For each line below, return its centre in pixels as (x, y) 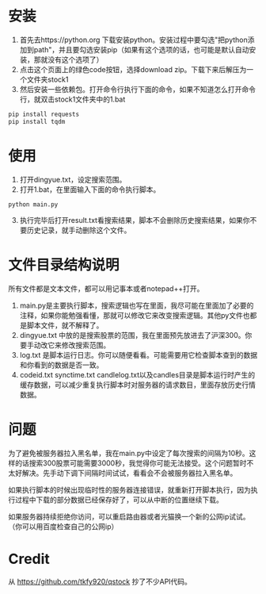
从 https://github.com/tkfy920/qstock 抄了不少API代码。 (100, 582)
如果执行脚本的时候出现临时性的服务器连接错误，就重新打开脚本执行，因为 (129, 489)
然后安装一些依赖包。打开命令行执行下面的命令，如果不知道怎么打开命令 (137, 89)
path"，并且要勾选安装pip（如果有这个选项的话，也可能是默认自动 (141, 49)
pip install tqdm (37, 121)
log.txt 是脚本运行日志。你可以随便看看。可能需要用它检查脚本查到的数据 (139, 354)
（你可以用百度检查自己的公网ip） (63, 526)
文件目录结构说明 (64, 264)
